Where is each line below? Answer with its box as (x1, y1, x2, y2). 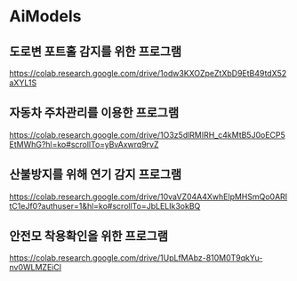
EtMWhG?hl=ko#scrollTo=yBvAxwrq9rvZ (9, 139, 159, 149)
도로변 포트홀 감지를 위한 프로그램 (9, 44, 182, 59)
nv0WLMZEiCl (9, 262, 62, 273)
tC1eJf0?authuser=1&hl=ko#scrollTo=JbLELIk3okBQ (9, 200, 201, 211)
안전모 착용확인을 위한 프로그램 (9, 229, 169, 244)
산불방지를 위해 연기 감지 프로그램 (9, 167, 182, 182)
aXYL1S (9, 77, 37, 88)
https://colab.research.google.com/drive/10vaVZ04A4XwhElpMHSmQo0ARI (9, 191, 288, 202)
